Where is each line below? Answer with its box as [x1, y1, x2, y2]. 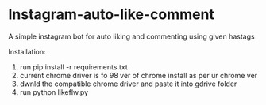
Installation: [8, 47, 46, 56]
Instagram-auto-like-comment [8, 6, 214, 24]
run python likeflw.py [19, 87, 89, 96]
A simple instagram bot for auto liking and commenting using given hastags [8, 32, 256, 41]
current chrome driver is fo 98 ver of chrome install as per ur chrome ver [19, 70, 258, 80]
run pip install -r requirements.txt [19, 62, 129, 72]
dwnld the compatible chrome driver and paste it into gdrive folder [19, 79, 237, 88]
